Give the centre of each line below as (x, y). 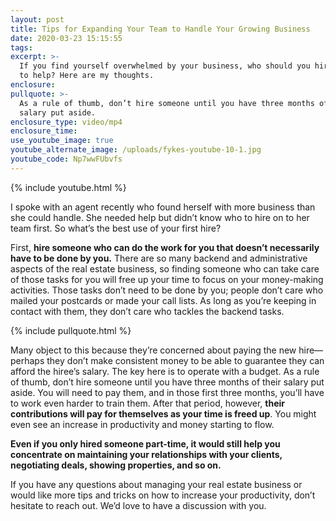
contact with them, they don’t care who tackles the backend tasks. (147, 311)
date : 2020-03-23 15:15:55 (66, 38)
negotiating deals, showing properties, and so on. (116, 465)
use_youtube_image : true (62, 141)
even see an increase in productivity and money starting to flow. (142, 424)
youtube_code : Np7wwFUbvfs (66, 159)
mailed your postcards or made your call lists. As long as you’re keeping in (163, 300)
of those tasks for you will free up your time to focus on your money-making (167, 279)
